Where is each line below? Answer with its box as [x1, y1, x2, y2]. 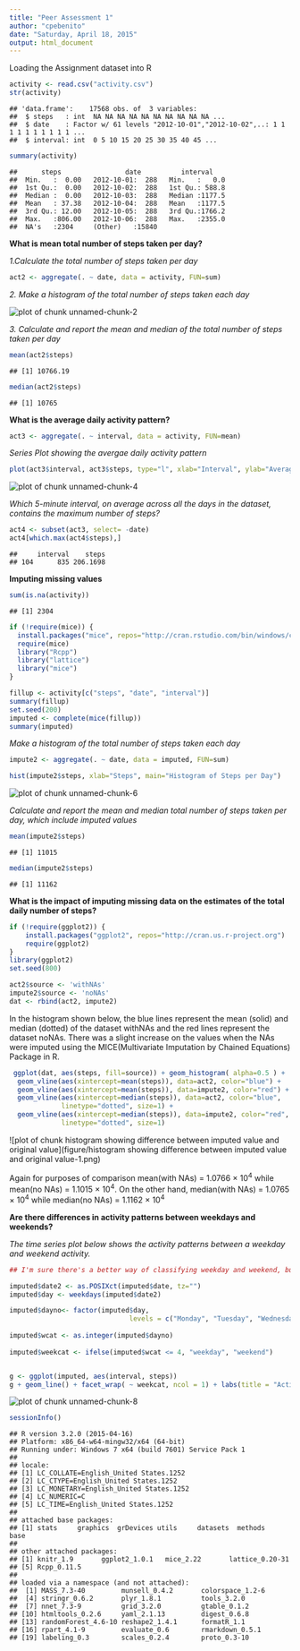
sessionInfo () [9, 1414, 62, 1423]
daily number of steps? [9, 905, 96, 916]
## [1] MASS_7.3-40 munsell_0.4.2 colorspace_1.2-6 [9, 1587, 266, 1595]
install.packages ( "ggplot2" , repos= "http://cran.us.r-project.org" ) [25, 930, 286, 940]
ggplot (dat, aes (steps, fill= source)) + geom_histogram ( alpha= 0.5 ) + [12, 1068, 286, 1077]
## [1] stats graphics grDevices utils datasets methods [9, 1524, 266, 1533]
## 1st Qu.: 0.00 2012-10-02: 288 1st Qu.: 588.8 [9, 183, 226, 192]
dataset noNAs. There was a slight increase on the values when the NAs [9, 1031, 275, 1043]
